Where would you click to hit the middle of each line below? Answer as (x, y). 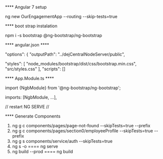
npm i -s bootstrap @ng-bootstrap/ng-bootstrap (54, 35)
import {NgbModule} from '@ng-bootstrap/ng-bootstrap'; (63, 88)
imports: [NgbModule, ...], (31, 97)
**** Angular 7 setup (26, 7)
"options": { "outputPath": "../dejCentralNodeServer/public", (65, 54)
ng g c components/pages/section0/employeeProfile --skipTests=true (82, 131)
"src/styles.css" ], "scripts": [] (35, 69)
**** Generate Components (33, 116)
